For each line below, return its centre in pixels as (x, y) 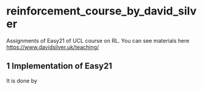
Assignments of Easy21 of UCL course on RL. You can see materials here (98, 40)
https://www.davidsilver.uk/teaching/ (53, 47)
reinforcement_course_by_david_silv (101, 11)
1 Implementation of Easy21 (59, 66)
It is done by (22, 80)
